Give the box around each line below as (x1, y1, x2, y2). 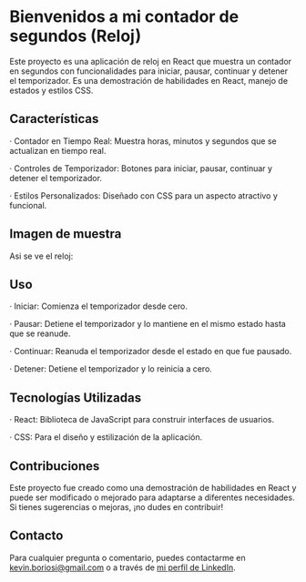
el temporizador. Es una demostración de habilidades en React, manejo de (9, 75, 289, 86)
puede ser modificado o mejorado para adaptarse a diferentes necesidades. (9, 492, 295, 503)
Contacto (9, 528, 64, 544)
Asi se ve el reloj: (9, 250, 74, 261)
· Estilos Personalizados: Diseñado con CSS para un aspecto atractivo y (9, 189, 278, 201)
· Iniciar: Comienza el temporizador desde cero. (9, 301, 189, 311)
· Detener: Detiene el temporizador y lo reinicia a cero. (9, 363, 212, 374)
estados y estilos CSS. (9, 85, 94, 96)
